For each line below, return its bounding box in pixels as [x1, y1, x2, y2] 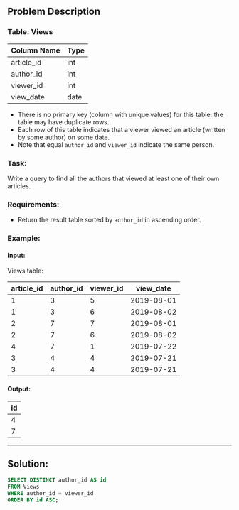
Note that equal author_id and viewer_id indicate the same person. [17, 140, 215, 148]
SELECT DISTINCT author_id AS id [7, 477, 107, 484]
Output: [7, 385, 31, 393]
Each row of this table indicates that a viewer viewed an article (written [17, 125, 225, 134]
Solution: [7, 458, 48, 470]
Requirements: [7, 199, 60, 209]
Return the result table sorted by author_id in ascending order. [17, 216, 201, 224]
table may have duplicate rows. [17, 117, 110, 126]
